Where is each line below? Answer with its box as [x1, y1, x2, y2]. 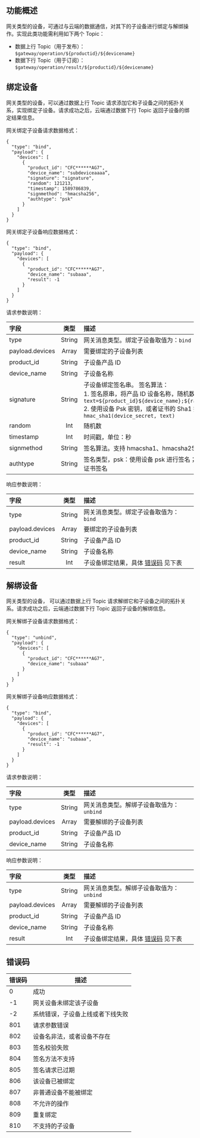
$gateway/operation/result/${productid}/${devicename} [14, 64, 154, 70]
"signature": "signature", [27, 175, 95, 181]
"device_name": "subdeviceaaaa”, [27, 169, 111, 176]
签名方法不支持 [33, 1055, 76, 1063]
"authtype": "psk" [27, 196, 73, 202]
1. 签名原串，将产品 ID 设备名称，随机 [83, 390, 189, 398]
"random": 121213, [27, 180, 73, 186]
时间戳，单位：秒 [83, 433, 132, 441]
